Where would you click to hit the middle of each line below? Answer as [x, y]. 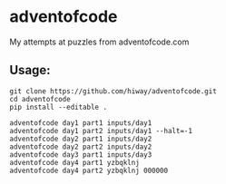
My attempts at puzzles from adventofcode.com [99, 42]
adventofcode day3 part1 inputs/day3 [81, 155]
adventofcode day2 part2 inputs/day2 [81, 147]
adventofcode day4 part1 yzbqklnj [75, 162]
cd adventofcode [40, 99]
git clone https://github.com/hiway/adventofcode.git [113, 91]
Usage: [30, 70]
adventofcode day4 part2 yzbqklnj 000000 [89, 170]
